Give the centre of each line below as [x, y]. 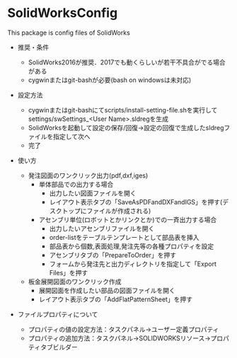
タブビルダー [59, 347]
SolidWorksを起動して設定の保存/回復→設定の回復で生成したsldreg [126, 127]
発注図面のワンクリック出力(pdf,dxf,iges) [88, 175]
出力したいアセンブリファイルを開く [102, 229]
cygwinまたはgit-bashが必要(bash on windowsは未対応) [110, 80]
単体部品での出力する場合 [76, 184]
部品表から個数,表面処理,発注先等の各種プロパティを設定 [132, 246]
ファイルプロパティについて [58, 314]
